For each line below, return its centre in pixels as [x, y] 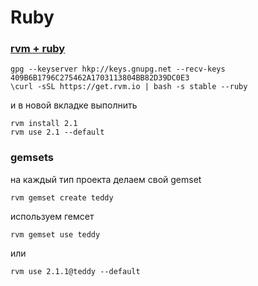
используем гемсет [52, 216]
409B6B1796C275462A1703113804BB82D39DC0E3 [100, 78]
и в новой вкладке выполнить [74, 105]
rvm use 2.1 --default [57, 132]
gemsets [32, 158]
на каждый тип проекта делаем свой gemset [106, 179]
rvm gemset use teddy [55, 234]
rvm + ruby [38, 49]
